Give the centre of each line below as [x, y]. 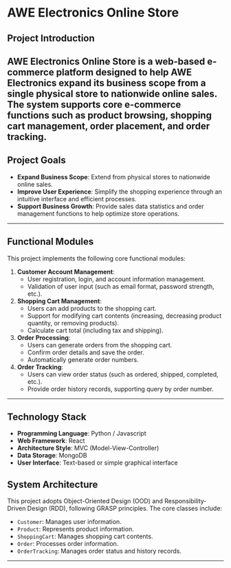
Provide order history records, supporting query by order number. [120, 389]
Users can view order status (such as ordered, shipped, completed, [123, 374]
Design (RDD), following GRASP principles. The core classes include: [124, 509]
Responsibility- [186, 501]
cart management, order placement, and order [109, 126]
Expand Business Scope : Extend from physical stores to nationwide [114, 176]
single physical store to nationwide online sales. [112, 93]
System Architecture [53, 484]
